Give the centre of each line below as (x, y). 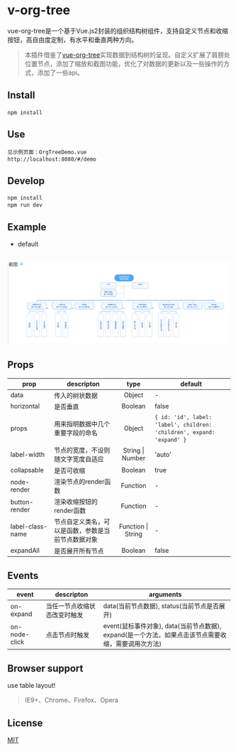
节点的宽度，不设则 (82, 450)
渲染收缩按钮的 (76, 502)
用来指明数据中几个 (82, 424)
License (25, 723)
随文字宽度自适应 (79, 459)
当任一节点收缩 (68, 605)
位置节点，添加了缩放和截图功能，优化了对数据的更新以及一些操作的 (124, 63)
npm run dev (25, 205)
